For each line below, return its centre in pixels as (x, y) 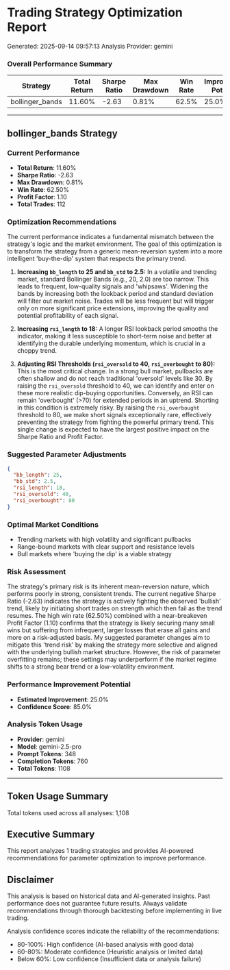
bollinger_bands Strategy (62, 133)
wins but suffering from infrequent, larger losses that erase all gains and (109, 630)
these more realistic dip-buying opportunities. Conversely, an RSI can (115, 393)
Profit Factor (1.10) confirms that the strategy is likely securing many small (111, 623)
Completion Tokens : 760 (52, 761)
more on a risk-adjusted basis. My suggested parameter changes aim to (108, 638)
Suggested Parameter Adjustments (67, 455)
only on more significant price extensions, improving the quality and (113, 308)
